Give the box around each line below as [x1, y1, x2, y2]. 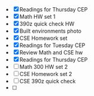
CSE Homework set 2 [19, 71, 72, 77]
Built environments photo [19, 27, 82, 34]
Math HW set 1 [19, 13, 56, 20]
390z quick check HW [19, 21, 75, 27]
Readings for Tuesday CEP [19, 42, 86, 49]
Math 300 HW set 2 [19, 63, 68, 70]
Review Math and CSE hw [19, 49, 83, 56]
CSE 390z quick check [19, 78, 76, 85]
